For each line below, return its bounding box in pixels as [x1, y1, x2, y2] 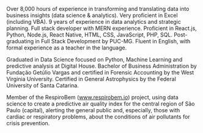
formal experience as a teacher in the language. [6, 44, 127, 51]
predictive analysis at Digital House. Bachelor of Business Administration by [6, 62, 197, 70]
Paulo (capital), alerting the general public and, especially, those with [6, 107, 180, 113]
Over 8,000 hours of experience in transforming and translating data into [6, 5, 190, 12]
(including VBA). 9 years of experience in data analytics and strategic [6, 18, 182, 25]
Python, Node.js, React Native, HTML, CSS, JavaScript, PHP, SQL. [6, 31, 173, 38]
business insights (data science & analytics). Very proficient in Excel [6, 12, 179, 19]
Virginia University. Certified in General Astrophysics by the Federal [6, 76, 176, 82]
